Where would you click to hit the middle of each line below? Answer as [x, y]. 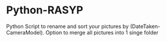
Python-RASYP [45, 10]
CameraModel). [25, 32]
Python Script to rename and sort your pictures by [68, 26]
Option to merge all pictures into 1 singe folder [102, 32]
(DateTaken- [145, 26]
